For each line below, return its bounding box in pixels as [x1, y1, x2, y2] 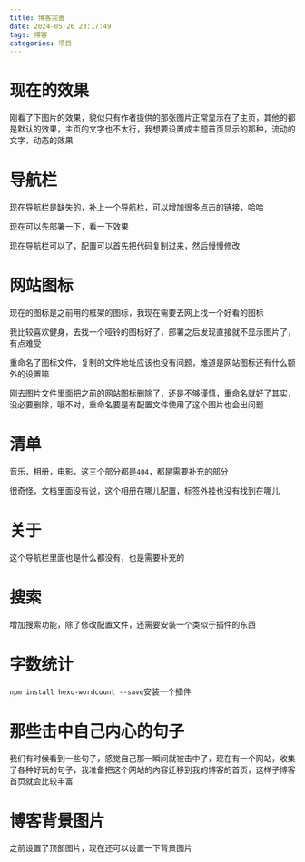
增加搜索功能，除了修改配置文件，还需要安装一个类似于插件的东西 [9, 619, 256, 630]
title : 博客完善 [9, 13, 65, 23]
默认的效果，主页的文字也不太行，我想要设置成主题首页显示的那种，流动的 [16, 123, 296, 134]
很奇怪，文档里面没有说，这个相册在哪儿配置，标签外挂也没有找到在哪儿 [9, 485, 280, 495]
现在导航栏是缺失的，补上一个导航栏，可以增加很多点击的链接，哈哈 [9, 201, 264, 213]
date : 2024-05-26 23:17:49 [9, 22, 112, 31]
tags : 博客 [9, 30, 48, 39]
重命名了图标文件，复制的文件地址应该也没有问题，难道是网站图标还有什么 [9, 358, 288, 368]
